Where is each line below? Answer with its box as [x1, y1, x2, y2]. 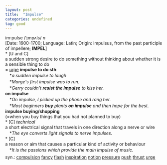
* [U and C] [5, 51, 29, 57]
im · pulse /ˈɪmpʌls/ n [5, 35, 46, 41]
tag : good [5, 21, 26, 26]
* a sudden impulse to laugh [9, 73, 66, 79]
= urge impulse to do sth [5, 67, 56, 73]
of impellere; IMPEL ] [5, 45, 47, 51]
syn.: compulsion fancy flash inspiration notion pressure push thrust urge [5, 154, 156, 160]
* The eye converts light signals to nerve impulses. [9, 130, 113, 136]
